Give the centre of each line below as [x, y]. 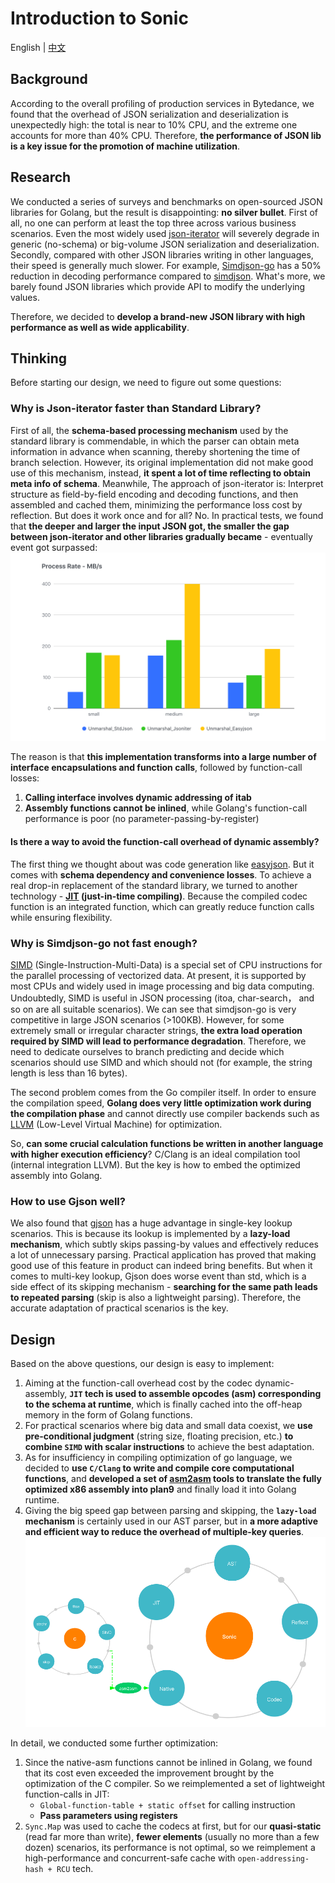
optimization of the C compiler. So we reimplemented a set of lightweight [175, 1783]
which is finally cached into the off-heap [219, 1404]
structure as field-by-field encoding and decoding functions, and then [154, 494]
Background [49, 79]
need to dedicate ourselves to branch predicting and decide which [147, 1051]
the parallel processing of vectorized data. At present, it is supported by [158, 975]
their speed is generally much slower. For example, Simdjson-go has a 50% [166, 265]
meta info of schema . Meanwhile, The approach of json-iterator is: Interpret [167, 483]
